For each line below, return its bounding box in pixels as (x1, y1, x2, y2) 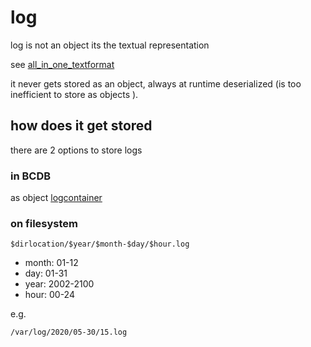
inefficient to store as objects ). (10, 88, 139, 100)
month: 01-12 (24, 257, 79, 269)
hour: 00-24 (24, 289, 75, 301)
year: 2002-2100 (24, 278, 95, 290)
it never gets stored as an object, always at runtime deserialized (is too (10, 77, 302, 90)
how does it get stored (10, 117, 153, 135)
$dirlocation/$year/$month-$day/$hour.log (10, 239, 190, 250)
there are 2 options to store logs (10, 144, 143, 156)
